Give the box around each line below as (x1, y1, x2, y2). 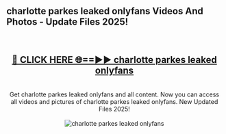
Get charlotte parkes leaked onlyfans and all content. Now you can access (9, 90, 220, 98)
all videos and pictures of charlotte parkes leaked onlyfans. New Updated (10, 97, 218, 105)
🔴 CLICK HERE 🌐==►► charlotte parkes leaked (12, 54, 217, 66)
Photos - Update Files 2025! (6, 16, 129, 28)
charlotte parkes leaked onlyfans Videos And (6, 5, 203, 17)
